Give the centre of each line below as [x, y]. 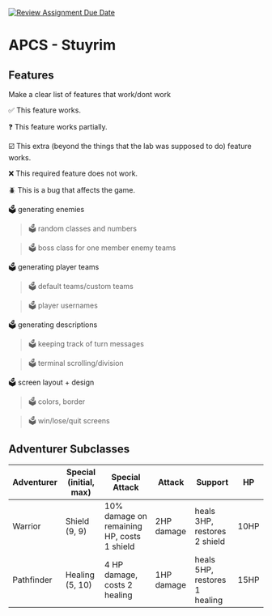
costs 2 [119, 584]
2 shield [210, 541]
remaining [123, 526]
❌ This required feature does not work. [73, 173]
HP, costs [123, 536]
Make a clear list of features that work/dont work [90, 94]
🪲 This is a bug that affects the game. [72, 190]
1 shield [119, 546]
